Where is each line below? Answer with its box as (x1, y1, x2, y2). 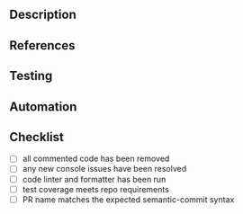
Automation (9, 99, 77, 114)
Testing (9, 68, 53, 84)
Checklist (9, 129, 65, 145)
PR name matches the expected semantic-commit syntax (22, 193, 235, 205)
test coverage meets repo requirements (22, 183, 169, 194)
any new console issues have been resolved (22, 164, 187, 174)
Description (9, 7, 76, 22)
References (9, 38, 76, 53)
